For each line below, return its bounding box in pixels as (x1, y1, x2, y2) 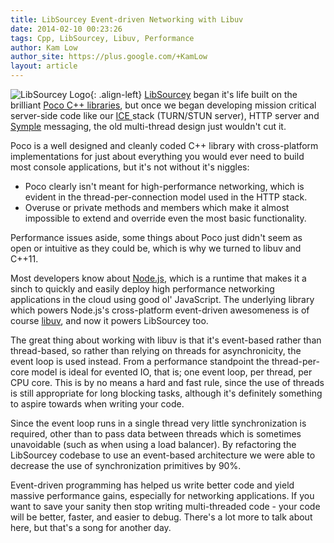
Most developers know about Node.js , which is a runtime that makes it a (10, 272, 307, 284)
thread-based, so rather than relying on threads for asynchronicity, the (10, 345, 302, 356)
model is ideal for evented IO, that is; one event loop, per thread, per (31, 366, 313, 378)
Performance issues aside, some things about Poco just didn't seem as (10, 232, 303, 243)
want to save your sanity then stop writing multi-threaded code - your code (10, 501, 321, 512)
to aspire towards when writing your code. (10, 398, 185, 410)
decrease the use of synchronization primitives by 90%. (10, 460, 242, 471)
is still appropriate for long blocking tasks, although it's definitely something (10, 387, 323, 399)
